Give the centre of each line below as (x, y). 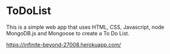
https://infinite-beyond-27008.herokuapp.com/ (64, 45)
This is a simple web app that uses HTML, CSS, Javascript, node (85, 27)
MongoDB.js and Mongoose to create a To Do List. (68, 33)
